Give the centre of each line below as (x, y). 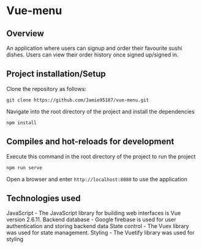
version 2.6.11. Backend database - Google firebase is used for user (91, 219)
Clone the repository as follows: (47, 89)
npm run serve (24, 168)
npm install (21, 123)
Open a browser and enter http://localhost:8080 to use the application (97, 179)
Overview (25, 34)
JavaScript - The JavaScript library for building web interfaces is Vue (94, 213)
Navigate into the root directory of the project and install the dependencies (100, 111)
